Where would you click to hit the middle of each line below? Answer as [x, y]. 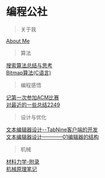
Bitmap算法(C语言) [29, 72]
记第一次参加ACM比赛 [33, 97]
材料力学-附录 [23, 162]
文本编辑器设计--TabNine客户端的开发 [52, 130]
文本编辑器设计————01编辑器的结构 [52, 137]
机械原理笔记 [21, 169]
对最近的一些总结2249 [33, 104]
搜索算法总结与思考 [29, 65]
